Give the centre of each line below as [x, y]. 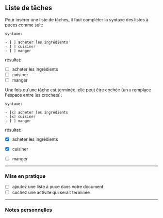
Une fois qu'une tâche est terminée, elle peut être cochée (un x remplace [78, 90]
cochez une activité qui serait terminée [51, 192]
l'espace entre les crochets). [33, 95]
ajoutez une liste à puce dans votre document [58, 187]
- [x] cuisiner [20, 117]
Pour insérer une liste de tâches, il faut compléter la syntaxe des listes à [77, 19]
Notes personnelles [29, 210]
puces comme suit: [24, 25]
